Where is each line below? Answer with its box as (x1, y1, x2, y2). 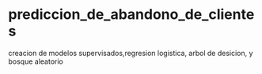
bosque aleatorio (8, 57, 63, 66)
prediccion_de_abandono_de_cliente (8, 6, 255, 24)
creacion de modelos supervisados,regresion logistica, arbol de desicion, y (8, 48, 253, 57)
